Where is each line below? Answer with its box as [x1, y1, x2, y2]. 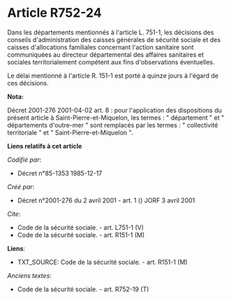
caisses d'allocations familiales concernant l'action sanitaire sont [7, 43, 194, 51]
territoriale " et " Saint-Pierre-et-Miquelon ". [7, 128, 133, 137]
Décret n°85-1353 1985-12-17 [17, 169, 103, 177]
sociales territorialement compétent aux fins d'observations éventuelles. [7, 57, 215, 66]
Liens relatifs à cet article [7, 141, 82, 150]
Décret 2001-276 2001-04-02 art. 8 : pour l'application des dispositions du [7, 106, 222, 114]
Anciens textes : [7, 271, 52, 279]
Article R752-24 [7, 5, 103, 21]
